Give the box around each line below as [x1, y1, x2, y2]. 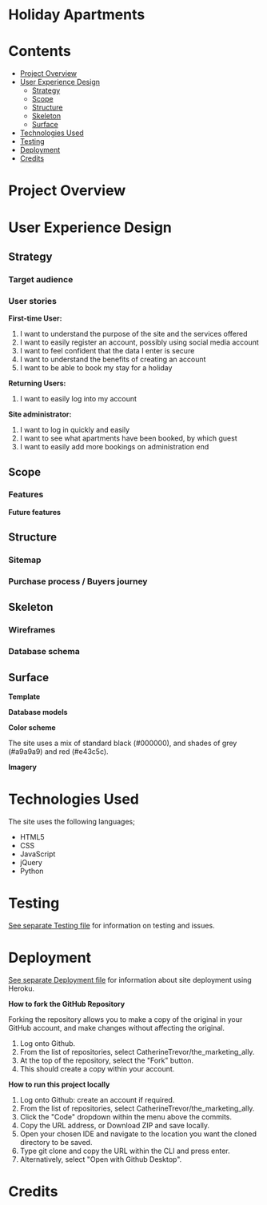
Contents [8, 42, 72, 61]
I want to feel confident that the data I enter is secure [19, 346, 195, 356]
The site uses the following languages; [8, 817, 136, 827]
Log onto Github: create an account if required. [19, 1095, 175, 1104]
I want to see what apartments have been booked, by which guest [19, 433, 237, 443]
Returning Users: [8, 378, 66, 389]
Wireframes [8, 624, 56, 636]
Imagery [8, 762, 38, 772]
